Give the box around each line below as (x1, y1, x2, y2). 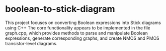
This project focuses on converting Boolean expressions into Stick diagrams (5, 20, 161, 25)
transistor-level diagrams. (5, 40, 58, 46)
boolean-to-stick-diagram (5, 3, 115, 15)
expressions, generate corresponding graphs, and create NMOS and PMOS (5, 35, 160, 41)
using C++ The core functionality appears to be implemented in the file (5, 25, 151, 30)
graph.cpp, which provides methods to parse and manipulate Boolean (5, 30, 148, 36)
